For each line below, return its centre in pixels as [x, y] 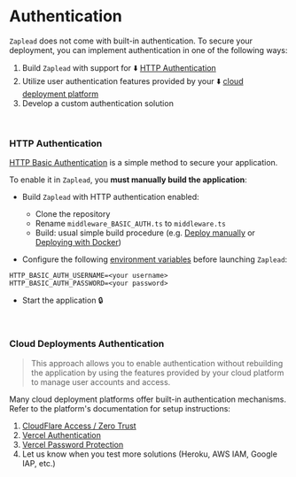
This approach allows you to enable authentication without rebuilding [157, 363]
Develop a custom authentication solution [98, 103]
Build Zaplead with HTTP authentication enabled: [110, 197]
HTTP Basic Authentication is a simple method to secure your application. [144, 163]
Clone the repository [73, 214]
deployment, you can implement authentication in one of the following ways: [148, 50]
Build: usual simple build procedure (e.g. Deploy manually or [145, 233]
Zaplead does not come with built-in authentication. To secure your [131, 41]
